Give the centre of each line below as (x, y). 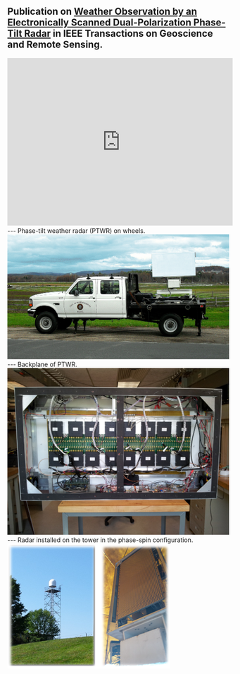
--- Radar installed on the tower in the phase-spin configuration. (100, 540)
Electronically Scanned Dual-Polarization (100, 23)
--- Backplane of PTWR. (42, 364)
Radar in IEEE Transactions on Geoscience (119, 34)
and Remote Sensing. (55, 45)
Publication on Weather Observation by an (102, 12)
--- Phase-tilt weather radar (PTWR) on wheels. (76, 230)
